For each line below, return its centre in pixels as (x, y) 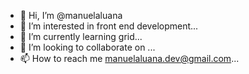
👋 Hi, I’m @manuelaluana (71, 15)
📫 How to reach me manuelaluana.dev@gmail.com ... (129, 58)
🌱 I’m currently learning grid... (81, 36)
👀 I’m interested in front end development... (109, 26)
